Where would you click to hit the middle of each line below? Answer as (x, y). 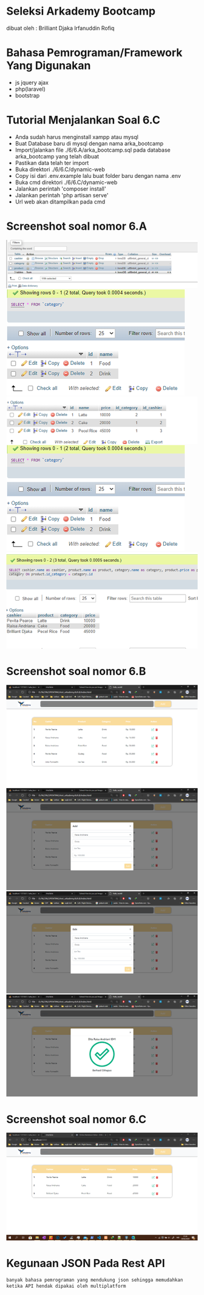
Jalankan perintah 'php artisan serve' (62, 195)
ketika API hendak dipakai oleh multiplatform (66, 1286)
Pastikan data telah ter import (52, 163)
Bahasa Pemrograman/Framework (94, 53)
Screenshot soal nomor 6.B (76, 671)
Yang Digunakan (49, 66)
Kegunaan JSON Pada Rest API (86, 1263)
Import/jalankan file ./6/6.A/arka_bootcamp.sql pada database (93, 150)
